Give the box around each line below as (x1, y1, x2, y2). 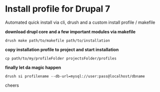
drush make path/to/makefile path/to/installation (5, 38, 110, 43)
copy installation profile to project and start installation (5, 46, 119, 52)
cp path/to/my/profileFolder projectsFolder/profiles (5, 56, 117, 61)
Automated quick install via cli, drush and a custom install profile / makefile (5, 19, 155, 25)
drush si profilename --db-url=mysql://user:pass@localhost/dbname (5, 74, 145, 78)
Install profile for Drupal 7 (5, 3, 111, 15)
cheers (5, 82, 20, 88)
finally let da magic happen (5, 64, 61, 70)
